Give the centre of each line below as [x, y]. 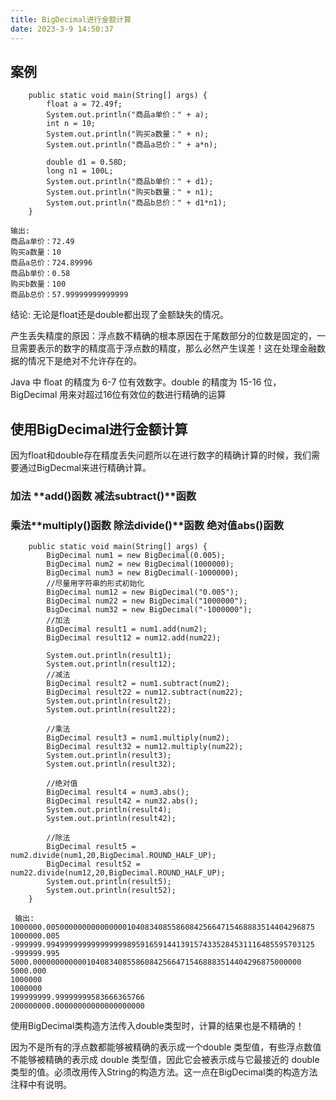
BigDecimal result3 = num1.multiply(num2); [138, 738]
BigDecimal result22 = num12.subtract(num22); [145, 692]
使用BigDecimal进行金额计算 [99, 429]
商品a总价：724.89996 [51, 263]
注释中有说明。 [41, 1085]
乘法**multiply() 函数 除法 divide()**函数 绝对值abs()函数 [147, 525]
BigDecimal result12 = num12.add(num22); [134, 638]
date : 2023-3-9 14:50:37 [62, 29]
